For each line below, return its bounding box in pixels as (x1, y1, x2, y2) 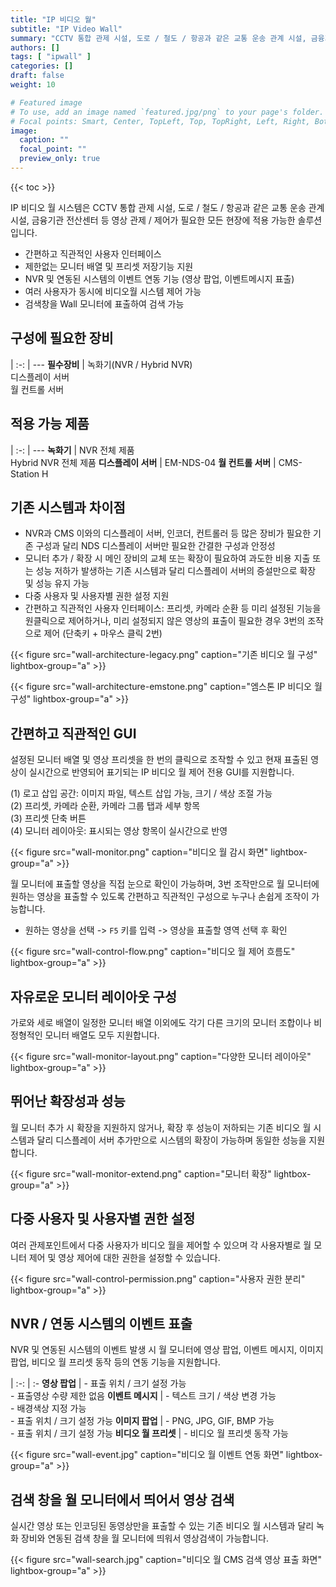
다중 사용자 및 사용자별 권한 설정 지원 (24, 590, 170, 602)
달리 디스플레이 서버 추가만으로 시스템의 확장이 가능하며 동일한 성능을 (36, 1134, 307, 1146)
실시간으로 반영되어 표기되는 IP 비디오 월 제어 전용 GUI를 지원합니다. (28, 766, 295, 778)
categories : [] (10, 61, 74, 71)
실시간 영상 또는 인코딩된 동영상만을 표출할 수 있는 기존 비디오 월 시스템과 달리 (10, 1520, 315, 1532)
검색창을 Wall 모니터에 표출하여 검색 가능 (24, 297, 185, 310)
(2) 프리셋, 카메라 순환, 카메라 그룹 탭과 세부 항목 (10, 800, 201, 812)
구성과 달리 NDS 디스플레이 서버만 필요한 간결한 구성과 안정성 (35, 540, 276, 552)
